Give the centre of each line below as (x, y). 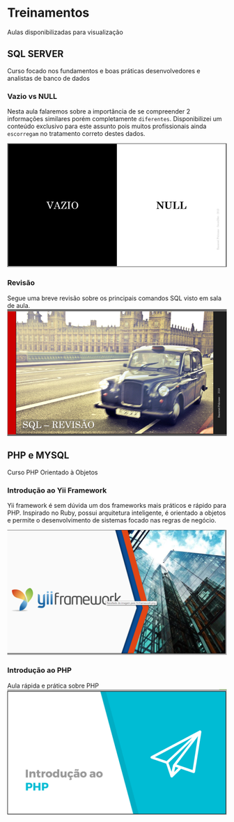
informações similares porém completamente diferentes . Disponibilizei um (115, 119)
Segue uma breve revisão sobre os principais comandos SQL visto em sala (114, 298)
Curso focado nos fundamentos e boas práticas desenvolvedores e (104, 70)
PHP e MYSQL (38, 455)
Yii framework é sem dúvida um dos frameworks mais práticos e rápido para (117, 506)
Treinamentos (48, 13)
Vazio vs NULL (32, 96)
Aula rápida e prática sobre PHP (53, 685)
